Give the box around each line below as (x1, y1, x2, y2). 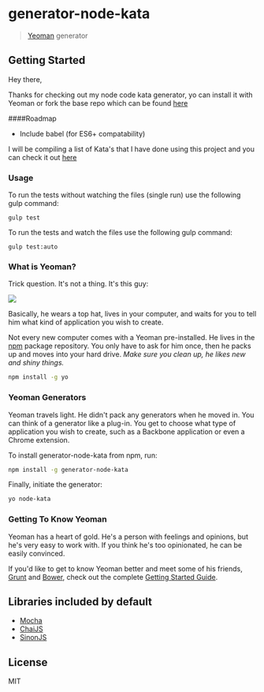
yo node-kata (8, 495, 51, 503)
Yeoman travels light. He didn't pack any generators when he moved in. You (8, 410, 255, 419)
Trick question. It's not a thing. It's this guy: (8, 279, 149, 289)
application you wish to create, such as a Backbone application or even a (8, 427, 246, 436)
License (8, 656, 48, 669)
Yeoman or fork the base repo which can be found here (8, 98, 188, 107)
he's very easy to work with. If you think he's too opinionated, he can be (8, 540, 243, 549)
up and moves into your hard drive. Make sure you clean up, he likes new (8, 350, 246, 359)
